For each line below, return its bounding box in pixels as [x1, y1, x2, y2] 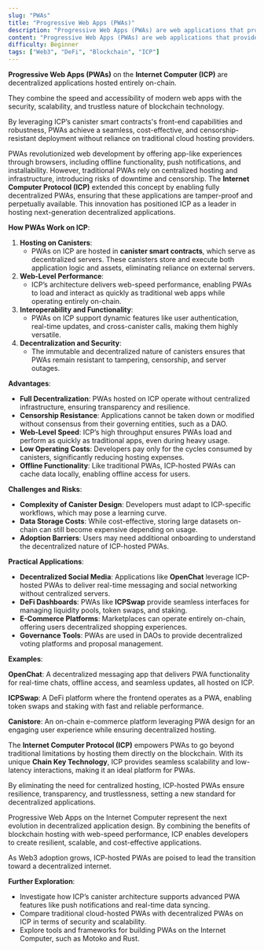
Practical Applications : [8, 557, 84, 566]
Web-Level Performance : [19, 272, 104, 280]
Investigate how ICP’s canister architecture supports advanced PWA [19, 892, 240, 901]
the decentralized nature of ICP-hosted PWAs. [19, 542, 170, 551]
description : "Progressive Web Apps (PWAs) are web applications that [8, 26, 244, 34]
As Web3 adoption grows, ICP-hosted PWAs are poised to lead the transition [8, 853, 256, 862]
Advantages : [8, 379, 51, 388]
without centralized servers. [19, 589, 111, 598]
